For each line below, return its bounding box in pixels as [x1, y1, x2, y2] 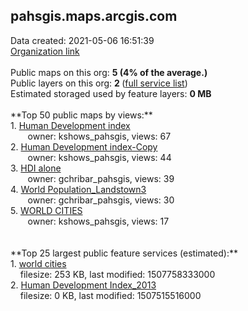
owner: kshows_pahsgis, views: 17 [27, 215, 170, 227]
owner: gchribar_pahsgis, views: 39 [27, 172, 175, 184]
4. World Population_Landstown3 [10, 183, 147, 195]
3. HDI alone [10, 162, 62, 174]
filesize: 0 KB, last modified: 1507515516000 [19, 289, 202, 301]
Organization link [10, 45, 80, 57]
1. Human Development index [10, 119, 131, 131]
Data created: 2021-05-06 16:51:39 [10, 34, 155, 46]
